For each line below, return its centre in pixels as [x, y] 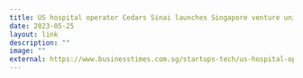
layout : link [34, 34]
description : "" [40, 43]
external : [28, 59]
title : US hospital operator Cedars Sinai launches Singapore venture [145, 17]
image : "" [28, 51]
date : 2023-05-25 [42, 26]
